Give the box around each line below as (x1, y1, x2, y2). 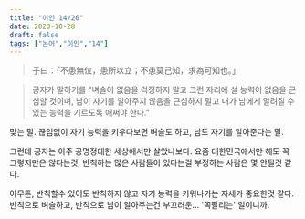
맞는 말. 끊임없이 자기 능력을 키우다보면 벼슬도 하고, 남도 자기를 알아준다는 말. (9, 127, 285, 138)
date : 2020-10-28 (9, 22, 76, 31)
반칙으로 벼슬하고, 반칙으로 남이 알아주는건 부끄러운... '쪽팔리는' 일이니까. (9, 200, 270, 211)
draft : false (9, 30, 59, 39)
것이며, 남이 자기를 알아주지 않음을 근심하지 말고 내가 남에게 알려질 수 (48, 96, 295, 107)
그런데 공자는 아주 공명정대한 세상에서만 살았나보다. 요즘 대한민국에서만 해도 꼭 (9, 146, 290, 157)
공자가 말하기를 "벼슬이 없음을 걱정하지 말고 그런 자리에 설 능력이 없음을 (31, 84, 287, 96)
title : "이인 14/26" (9, 13, 84, 23)
